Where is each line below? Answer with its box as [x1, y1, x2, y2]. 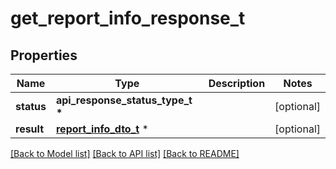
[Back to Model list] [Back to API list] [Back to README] [10, 148, 240, 159]
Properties [10, 47, 78, 64]
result [15, 122, 45, 136]
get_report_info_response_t [10, 7, 246, 30]
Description [208, 77, 266, 90]
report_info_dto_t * [55, 122, 149, 136]
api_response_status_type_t [55, 93, 193, 107]
